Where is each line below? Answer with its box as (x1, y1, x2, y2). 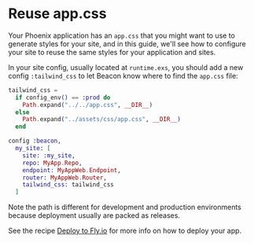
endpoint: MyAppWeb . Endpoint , (22, 166, 122, 174)
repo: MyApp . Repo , (22, 159, 83, 167)
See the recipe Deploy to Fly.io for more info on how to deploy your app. (8, 226, 242, 236)
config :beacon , (8, 137, 61, 145)
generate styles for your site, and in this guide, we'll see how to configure (8, 39, 246, 48)
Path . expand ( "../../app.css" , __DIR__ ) (22, 101, 153, 109)
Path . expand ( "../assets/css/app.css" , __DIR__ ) (22, 116, 181, 123)
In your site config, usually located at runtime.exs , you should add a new (8, 62, 244, 72)
